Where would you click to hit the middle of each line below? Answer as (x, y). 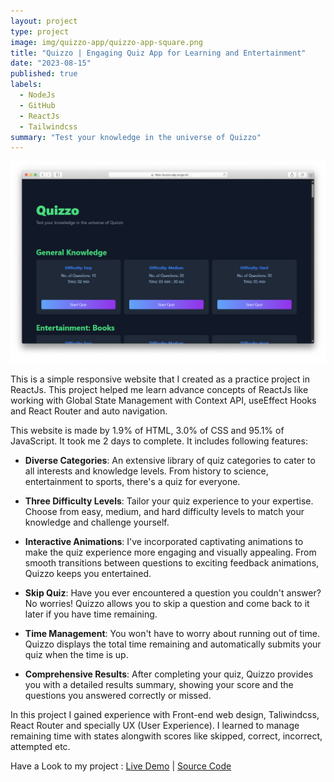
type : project (40, 31)
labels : (26, 85)
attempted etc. (40, 746)
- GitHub (37, 105)
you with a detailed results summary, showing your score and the (159, 684)
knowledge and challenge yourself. (97, 522)
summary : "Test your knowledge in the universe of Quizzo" (136, 137)
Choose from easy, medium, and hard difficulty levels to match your (164, 511)
